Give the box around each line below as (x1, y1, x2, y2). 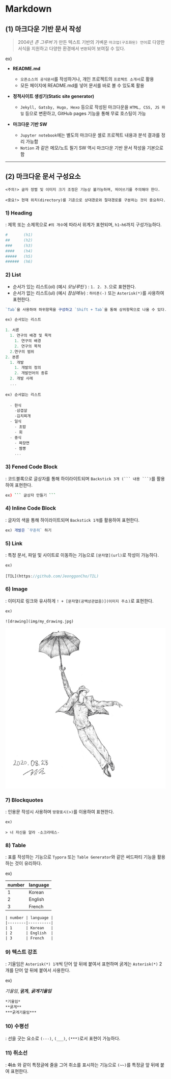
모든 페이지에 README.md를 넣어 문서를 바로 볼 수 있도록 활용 (20, 83, 145, 88)
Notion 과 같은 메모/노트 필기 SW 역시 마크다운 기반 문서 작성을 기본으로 (20, 145, 164, 151)
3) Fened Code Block (5, 463, 58, 470)
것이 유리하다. (14, 860, 42, 867)
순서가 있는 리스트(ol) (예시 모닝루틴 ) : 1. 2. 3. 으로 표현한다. (12, 283, 136, 289)
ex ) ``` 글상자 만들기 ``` (5, 493, 56, 498)
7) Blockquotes (5, 796, 43, 803)
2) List (5, 271, 21, 278)
